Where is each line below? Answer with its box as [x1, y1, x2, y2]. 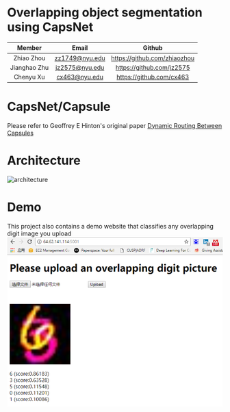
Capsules [7, 129, 34, 137]
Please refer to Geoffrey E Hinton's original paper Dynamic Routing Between [7, 121, 222, 129]
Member [16, 44, 42, 52]
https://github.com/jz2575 [115, 63, 190, 71]
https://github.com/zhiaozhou [111, 53, 195, 62]
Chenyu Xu [13, 73, 46, 81]
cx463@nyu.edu [56, 73, 104, 81]
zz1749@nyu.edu [54, 53, 106, 62]
